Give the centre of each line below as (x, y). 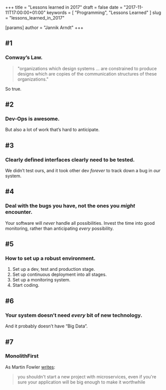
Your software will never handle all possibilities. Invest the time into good (80, 223)
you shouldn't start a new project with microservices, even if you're (87, 376)
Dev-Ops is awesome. (32, 119)
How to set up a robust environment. (50, 258)
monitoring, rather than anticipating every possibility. (59, 228)
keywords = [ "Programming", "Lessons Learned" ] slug (104, 13)
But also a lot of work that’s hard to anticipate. (52, 130)
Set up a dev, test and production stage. (53, 269)
